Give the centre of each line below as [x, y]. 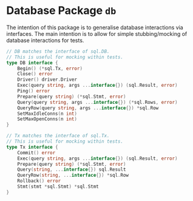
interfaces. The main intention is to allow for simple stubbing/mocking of [97, 33]
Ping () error [34, 91]
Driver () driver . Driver [47, 80]
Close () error [35, 74]
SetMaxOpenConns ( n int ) [47, 119]
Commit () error [36, 152]
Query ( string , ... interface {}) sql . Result [72, 170]
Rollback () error [39, 181]
